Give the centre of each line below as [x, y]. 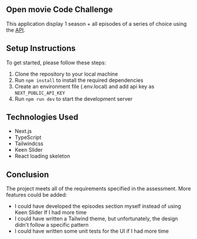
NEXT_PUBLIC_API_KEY [40, 93]
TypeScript [28, 138]
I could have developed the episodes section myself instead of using [98, 206]
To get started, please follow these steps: [56, 62]
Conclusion [28, 174]
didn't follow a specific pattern [52, 225]
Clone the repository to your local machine [66, 74]
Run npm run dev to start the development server [74, 98]
